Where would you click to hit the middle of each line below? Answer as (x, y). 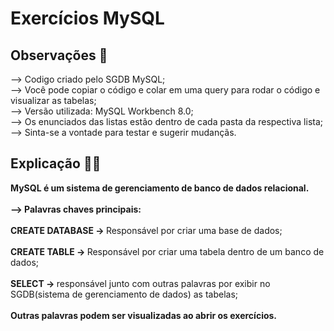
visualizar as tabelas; (53, 100)
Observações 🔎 (59, 55)
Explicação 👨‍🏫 (56, 163)
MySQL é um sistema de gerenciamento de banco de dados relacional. (160, 188)
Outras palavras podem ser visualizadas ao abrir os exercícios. (144, 315)
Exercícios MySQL (87, 18)
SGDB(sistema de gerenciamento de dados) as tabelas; (124, 294)
